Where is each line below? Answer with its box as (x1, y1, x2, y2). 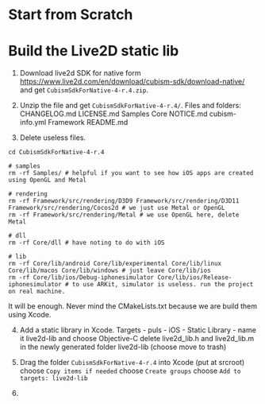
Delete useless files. (19, 133, 86, 142)
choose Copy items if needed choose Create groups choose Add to (19, 366, 241, 375)
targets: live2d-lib (19, 375, 88, 383)
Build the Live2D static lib (8, 42, 179, 60)
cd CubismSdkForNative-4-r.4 (8, 149, 105, 157)
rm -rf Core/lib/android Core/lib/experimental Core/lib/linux (8, 260, 222, 268)
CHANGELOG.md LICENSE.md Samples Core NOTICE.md (19, 109, 208, 118)
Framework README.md (48, 118, 129, 127)
